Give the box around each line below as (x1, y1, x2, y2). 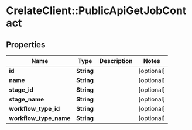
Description (99, 57, 133, 65)
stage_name (9, 95, 44, 103)
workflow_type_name (9, 114, 71, 122)
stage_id (9, 86, 34, 94)
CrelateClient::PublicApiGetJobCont (6, 4, 187, 17)
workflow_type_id (9, 105, 60, 113)
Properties (6, 40, 46, 50)
